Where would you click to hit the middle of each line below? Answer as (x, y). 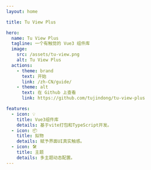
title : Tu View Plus (31, 22)
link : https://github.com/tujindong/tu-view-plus (83, 98)
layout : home (22, 11)
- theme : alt (32, 87)
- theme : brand (35, 71)
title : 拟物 (30, 136)
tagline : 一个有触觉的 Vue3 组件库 (51, 44)
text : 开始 (34, 76)
